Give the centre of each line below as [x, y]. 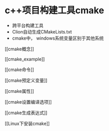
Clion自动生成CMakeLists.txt [42, 31]
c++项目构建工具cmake [55, 10]
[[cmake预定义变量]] [26, 80]
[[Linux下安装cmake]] [27, 123]
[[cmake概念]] [19, 49]
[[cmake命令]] [19, 70]
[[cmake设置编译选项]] [28, 102]
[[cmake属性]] [19, 91]
